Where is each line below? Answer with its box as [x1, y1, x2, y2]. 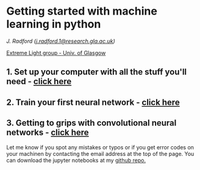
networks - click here [6, 127, 90, 138]
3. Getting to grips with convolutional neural [6, 118, 177, 129]
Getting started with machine [6, 4, 157, 18]
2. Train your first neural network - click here [6, 97, 180, 107]
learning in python [6, 17, 101, 31]
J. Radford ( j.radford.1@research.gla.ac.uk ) [6, 37, 116, 44]
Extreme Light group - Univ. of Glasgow [6, 49, 106, 56]
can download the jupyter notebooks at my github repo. [6, 157, 146, 164]
